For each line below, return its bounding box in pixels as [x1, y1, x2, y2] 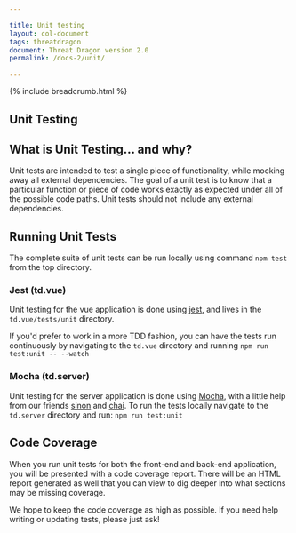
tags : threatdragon [9, 37, 82, 46]
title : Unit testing [9, 20, 86, 29]
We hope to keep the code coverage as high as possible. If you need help [9, 504, 278, 515]
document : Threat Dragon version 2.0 [9, 45, 149, 54]
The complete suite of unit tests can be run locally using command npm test [9, 252, 287, 263]
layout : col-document [9, 28, 90, 38]
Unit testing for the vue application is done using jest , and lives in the [9, 304, 262, 315]
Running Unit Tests [9, 228, 117, 244]
